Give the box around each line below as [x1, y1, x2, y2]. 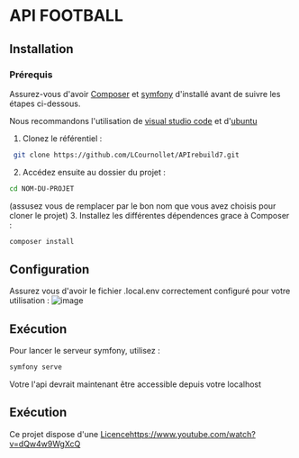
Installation [9, 41, 74, 57]
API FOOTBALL [9, 5, 124, 26]
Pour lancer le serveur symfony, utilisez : [9, 346, 160, 356]
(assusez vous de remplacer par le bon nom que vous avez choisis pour [9, 200, 276, 211]
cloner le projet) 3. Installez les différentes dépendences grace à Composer [9, 210, 290, 220]
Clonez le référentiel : [22, 132, 103, 144]
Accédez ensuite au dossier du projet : [22, 166, 167, 177]
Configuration [9, 262, 90, 277]
